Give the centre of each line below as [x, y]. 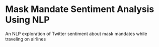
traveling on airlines [26, 39]
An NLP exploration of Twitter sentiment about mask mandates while [76, 33]
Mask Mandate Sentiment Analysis [80, 9]
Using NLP [27, 20]
